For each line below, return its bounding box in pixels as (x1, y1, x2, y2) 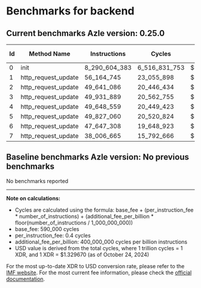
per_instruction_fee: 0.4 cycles (14, 232, 91, 239)
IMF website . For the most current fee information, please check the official (6, 269, 192, 276)
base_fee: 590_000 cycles (14, 225, 80, 232)
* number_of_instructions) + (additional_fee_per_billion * (14, 212, 154, 220)
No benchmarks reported (6, 177, 69, 184)
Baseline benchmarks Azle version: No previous (6, 152, 190, 163)
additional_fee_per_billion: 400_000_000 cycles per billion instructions (14, 238, 187, 245)
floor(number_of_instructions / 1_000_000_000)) (14, 219, 133, 226)
